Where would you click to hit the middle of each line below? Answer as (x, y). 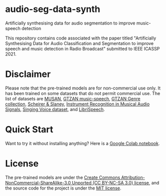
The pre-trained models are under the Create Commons (63, 177)
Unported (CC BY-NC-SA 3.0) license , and (115, 182)
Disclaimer (28, 74)
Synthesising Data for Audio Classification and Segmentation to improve (79, 43)
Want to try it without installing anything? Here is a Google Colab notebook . (82, 143)
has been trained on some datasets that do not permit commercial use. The (83, 93)
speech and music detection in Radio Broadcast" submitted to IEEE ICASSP (82, 48)
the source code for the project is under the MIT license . (63, 188)
